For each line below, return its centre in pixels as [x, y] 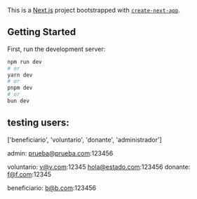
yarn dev [20, 75]
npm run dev [25, 62]
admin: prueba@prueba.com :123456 [60, 153]
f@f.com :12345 [29, 174]
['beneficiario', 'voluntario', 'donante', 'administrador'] [85, 139]
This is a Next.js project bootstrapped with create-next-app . [94, 10]
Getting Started [42, 32]
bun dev [19, 101]
